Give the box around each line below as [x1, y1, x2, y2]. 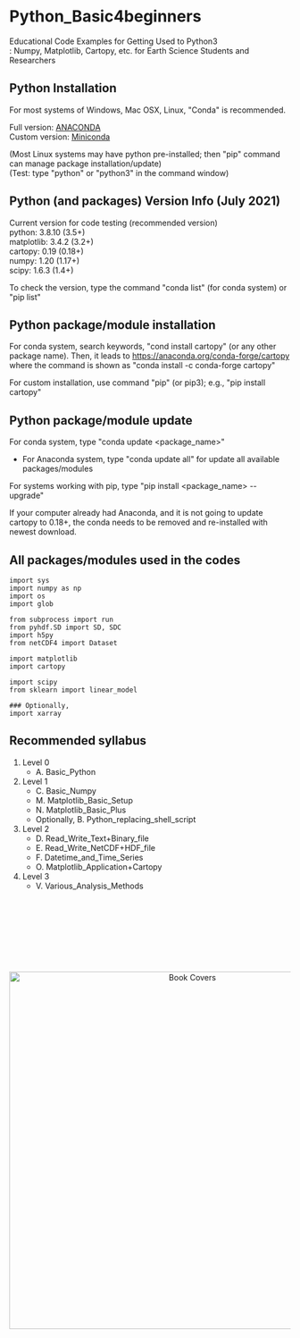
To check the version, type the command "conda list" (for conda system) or [9, 282, 287, 292]
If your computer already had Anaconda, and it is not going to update [9, 508, 263, 518]
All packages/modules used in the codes [9, 552, 241, 568]
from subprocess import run [9, 615, 114, 624]
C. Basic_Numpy [35, 785, 96, 796]
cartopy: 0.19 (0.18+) [9, 246, 85, 257]
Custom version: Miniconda [9, 131, 111, 142]
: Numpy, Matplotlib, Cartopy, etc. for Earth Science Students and [9, 45, 250, 55]
